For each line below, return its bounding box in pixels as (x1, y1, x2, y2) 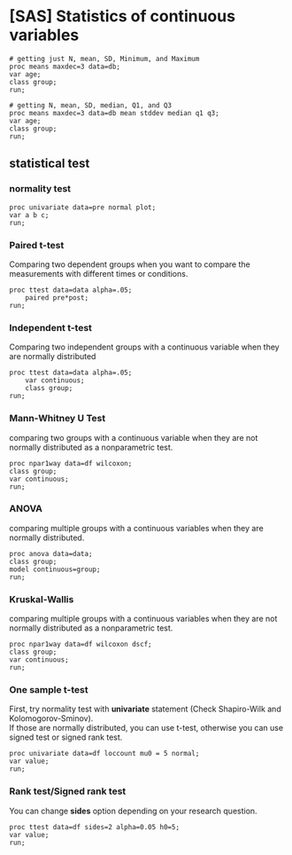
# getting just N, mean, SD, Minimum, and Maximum (9, 54, 200, 63)
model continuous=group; (9, 565, 101, 574)
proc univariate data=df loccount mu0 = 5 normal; (9, 749, 200, 758)
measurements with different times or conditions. (9, 268, 188, 278)
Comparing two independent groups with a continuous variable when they (9, 341, 280, 352)
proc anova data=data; (9, 549, 93, 558)
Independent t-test (9, 321, 93, 333)
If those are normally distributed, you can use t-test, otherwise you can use (9, 723, 284, 733)
